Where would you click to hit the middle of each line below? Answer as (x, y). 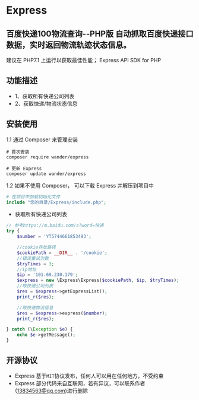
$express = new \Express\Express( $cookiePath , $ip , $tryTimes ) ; (98, 280)
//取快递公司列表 (35, 286)
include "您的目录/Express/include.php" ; (56, 202)
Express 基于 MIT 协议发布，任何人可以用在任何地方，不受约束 (89, 376)
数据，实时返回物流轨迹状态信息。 (69, 45)
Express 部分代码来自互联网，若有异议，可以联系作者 (80, 383)
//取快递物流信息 (35, 307)
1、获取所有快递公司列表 (45, 96)
